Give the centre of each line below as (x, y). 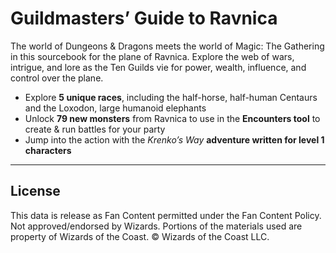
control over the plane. (57, 78)
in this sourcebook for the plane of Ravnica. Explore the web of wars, (152, 56)
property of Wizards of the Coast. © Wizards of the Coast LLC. (140, 236)
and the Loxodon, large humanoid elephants (115, 108)
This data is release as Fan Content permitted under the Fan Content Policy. (166, 215)
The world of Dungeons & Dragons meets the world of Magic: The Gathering (167, 46)
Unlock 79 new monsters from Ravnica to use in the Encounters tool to (172, 118)
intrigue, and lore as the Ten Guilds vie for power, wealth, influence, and (158, 67)
